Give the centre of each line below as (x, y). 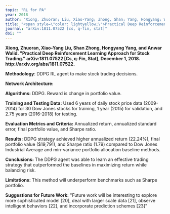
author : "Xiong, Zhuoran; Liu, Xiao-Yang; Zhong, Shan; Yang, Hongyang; (83, 19)
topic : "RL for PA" (26, 10)
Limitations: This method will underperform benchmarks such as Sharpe (81, 180)
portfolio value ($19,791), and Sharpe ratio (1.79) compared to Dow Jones (81, 144)
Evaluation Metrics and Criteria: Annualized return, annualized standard (81, 124)
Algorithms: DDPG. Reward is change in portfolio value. (63, 93)
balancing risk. (21, 170)
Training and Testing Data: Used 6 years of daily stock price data (74, 103)
